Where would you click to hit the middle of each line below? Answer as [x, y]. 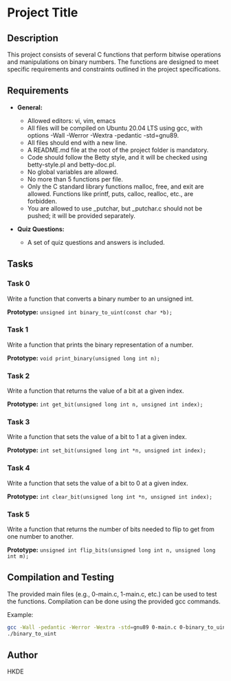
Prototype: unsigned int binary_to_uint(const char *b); [90, 312]
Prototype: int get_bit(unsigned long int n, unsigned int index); [105, 404]
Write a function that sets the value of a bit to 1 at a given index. [97, 437]
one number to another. [41, 536]
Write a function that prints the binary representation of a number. [100, 345]
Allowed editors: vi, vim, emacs [71, 120]
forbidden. [42, 201]
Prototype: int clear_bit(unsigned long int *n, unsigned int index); [110, 496]
